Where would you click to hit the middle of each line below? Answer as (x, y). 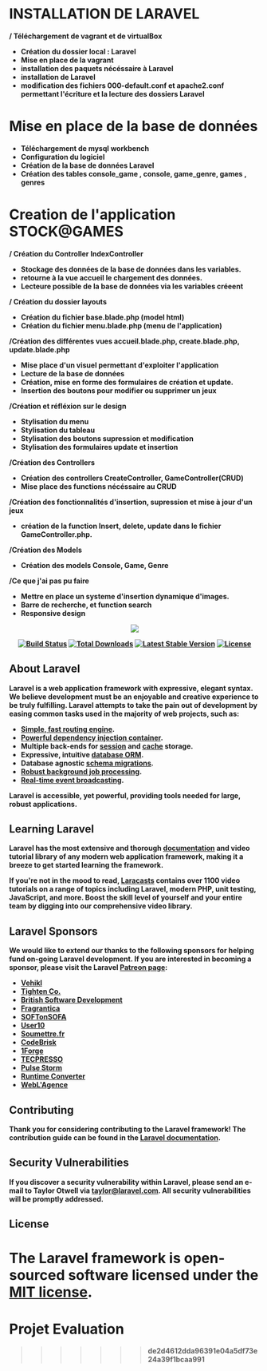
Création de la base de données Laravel (87, 165)
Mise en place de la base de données (133, 127)
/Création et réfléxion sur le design (68, 406)
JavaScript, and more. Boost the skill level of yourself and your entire (126, 898)
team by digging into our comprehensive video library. (101, 906)
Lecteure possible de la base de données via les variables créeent (132, 286)
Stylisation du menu (55, 421)
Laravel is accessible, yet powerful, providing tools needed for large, (125, 795)
